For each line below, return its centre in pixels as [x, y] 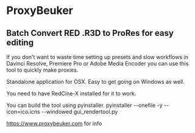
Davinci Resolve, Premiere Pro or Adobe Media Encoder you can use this [97, 63]
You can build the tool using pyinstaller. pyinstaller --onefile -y [84, 105]
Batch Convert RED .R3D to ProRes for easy [90, 33]
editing [20, 42]
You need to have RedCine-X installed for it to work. [71, 94]
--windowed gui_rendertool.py [80, 112]
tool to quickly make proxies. [42, 70]
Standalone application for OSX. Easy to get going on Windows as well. [95, 82]
